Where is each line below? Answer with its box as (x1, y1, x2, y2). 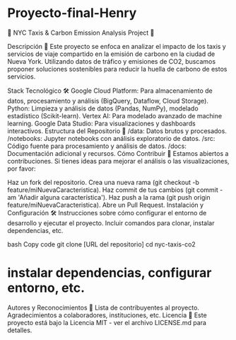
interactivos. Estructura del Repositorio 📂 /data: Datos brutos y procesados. (7, 126, 228, 135)
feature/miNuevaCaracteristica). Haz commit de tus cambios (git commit (7, 186, 219, 194)
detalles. (7, 326, 33, 334)
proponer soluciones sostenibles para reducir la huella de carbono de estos (7, 64, 228, 73)
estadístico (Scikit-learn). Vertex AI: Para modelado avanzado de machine (7, 111, 223, 120)
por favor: (7, 164, 37, 173)
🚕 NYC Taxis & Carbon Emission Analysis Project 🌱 (7, 28, 155, 37)
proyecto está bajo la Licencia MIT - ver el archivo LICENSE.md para (7, 318, 207, 327)
